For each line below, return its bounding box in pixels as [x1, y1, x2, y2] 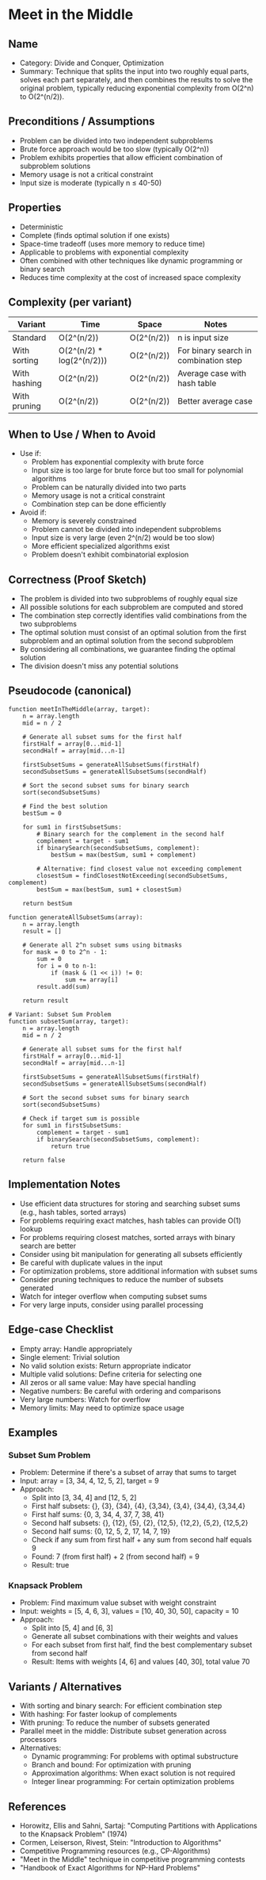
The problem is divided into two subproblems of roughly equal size [19, 594, 238, 603]
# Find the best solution [22, 802, 108, 810]
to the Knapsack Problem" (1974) [19, 1829, 128, 1839]
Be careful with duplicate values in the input [19, 1258, 163, 1267]
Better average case [177, 396, 253, 407]
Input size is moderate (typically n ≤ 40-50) [19, 178, 162, 187]
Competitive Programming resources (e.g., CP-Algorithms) [19, 1846, 211, 1856]
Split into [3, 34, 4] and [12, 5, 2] [31, 1493, 137, 1503]
